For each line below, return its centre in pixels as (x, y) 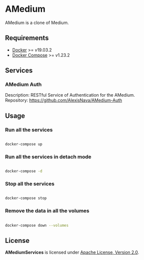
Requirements (27, 38)
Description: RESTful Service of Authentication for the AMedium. (70, 95)
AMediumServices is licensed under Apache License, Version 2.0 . (72, 252)
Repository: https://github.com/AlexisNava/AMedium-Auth (64, 100)
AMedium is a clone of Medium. (37, 23)
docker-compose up (24, 144)
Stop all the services (30, 184)
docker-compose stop (26, 198)
